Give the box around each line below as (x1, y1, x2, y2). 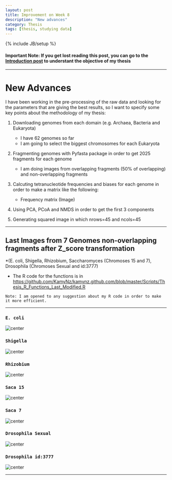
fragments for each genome (12, 156, 72, 162)
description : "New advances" (5, 17, 68, 22)
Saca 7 (5, 408, 22, 413)
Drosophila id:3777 (5, 454, 54, 460)
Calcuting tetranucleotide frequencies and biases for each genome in (12, 181, 159, 187)
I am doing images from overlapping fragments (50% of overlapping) (20, 166, 166, 172)
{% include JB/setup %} (5, 40, 56, 47)
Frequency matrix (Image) (20, 197, 75, 203)
